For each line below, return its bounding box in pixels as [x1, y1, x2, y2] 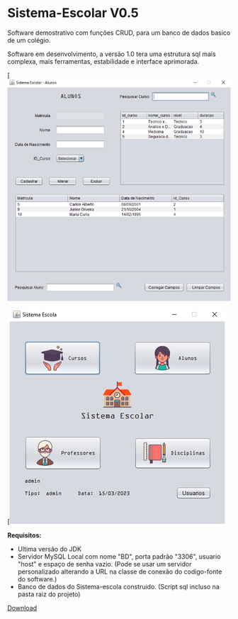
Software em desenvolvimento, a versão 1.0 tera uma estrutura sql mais [7, 50, 216, 58]
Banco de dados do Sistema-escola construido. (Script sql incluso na [17, 583, 220, 591]
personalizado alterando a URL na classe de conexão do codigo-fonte [17, 567, 222, 576]
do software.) [17, 575, 57, 584]
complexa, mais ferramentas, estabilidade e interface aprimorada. [7, 57, 200, 65]
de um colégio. [7, 35, 51, 44]
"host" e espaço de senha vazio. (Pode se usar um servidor [17, 560, 192, 569]
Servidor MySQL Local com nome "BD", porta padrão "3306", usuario [17, 552, 221, 561]
